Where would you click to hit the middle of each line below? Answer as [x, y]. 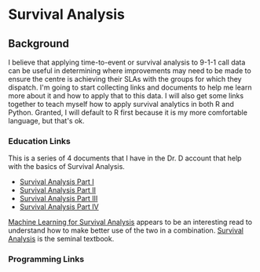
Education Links [39, 141]
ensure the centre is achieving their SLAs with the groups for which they [125, 79]
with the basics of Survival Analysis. [67, 167]
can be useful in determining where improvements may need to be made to [130, 71]
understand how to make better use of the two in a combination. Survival [126, 230]
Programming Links [46, 259]
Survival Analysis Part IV [59, 207]
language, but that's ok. [46, 121]
